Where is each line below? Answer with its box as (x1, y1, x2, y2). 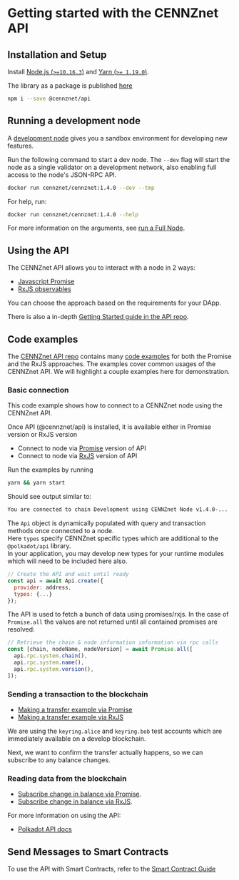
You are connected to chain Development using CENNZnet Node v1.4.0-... (7, 506, 228, 513)
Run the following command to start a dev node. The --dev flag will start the (7, 155, 230, 163)
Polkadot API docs (17, 825, 73, 834)
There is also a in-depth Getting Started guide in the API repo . (7, 313, 189, 321)
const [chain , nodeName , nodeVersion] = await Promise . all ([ (7, 646, 193, 653)
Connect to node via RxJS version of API (17, 452, 138, 460)
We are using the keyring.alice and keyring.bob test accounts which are (7, 727, 223, 736)
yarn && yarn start (7, 480, 66, 487)
